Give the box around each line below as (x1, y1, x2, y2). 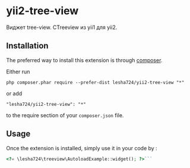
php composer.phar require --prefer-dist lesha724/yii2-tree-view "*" (6, 79, 185, 85)
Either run (6, 68, 30, 75)
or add (6, 90, 23, 97)
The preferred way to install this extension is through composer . (6, 56, 163, 63)
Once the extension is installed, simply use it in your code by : (6, 144, 157, 151)
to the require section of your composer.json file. (6, 111, 124, 119)
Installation (6, 41, 49, 51)
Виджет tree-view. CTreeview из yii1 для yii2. (6, 24, 118, 31)
